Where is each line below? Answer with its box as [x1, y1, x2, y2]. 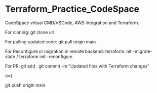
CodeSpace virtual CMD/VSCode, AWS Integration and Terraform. [5, 20, 140, 26]
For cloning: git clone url [5, 29, 55, 35]
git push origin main [5, 82, 46, 88]
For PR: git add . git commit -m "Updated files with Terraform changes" [5, 63, 150, 69]
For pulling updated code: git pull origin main [5, 38, 96, 45]
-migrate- [132, 48, 153, 54]
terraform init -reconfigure [19, 53, 73, 60]
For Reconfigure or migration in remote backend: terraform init [5, 48, 132, 54]
